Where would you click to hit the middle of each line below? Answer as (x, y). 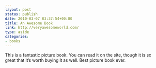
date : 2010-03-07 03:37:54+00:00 (39, 18)
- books (13, 41)
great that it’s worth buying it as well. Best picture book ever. (65, 60)
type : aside (17, 32)
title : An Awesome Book (29, 23)
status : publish (21, 14)
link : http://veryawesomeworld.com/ (42, 28)
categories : (17, 37)
